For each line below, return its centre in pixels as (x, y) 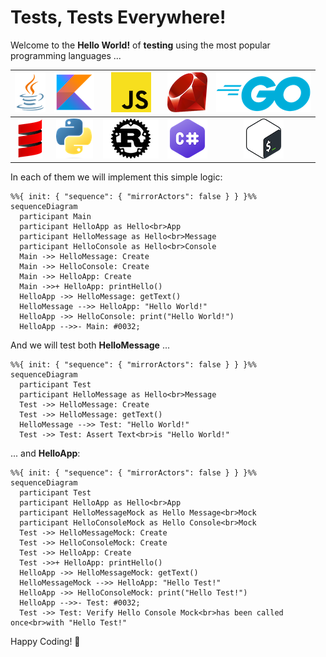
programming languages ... (66, 55)
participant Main (55, 217)
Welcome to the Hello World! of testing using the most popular (140, 45)
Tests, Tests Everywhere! (118, 17)
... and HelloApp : (45, 453)
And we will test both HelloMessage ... (90, 345)
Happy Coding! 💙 (45, 642)
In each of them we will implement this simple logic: (116, 177)
